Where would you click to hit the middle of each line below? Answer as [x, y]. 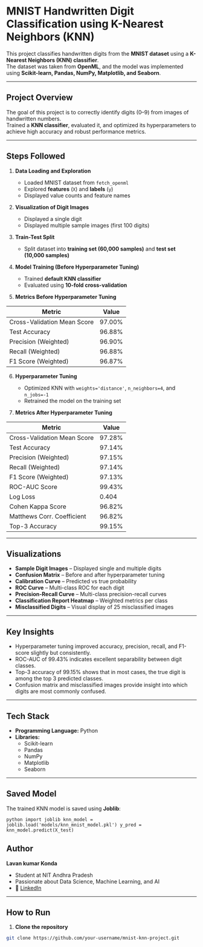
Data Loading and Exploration [53, 171]
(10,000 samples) [47, 255]
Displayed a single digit [53, 218]
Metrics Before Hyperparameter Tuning [66, 297]
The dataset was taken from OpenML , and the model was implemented [95, 66]
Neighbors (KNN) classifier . [63, 60]
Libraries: [27, 737]
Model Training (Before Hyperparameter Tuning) [77, 267]
